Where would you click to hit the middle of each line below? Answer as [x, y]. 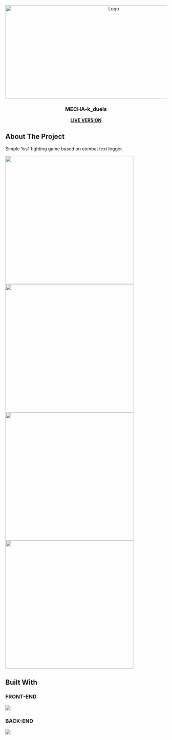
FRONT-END [21, 697]
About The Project [35, 136]
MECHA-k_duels [86, 109]
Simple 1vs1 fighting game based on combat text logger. [64, 149]
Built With [21, 682]
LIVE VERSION [86, 121]
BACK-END [19, 721]
